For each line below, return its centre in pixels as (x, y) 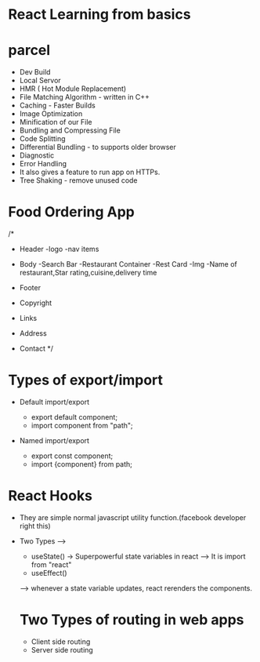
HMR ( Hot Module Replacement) (73, 89)
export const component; (72, 456)
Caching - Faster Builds (57, 105)
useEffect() (49, 573)
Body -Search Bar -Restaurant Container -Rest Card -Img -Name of (128, 264)
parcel (29, 51)
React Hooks (50, 496)
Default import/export (54, 402)
